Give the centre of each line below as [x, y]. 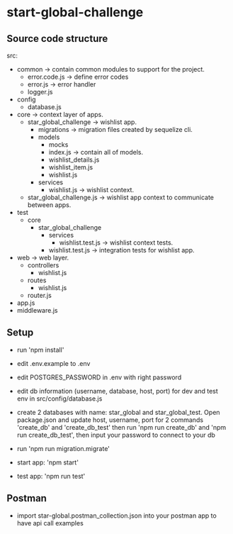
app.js [26, 303]
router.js [40, 295]
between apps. [49, 205]
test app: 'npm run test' [51, 476]
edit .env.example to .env [53, 363]
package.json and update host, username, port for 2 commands [110, 420]
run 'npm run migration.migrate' [63, 448]
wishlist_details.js [74, 160]
